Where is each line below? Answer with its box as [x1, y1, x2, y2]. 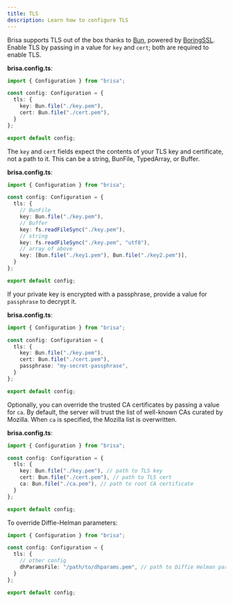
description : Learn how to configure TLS [7, 17, 129, 24]
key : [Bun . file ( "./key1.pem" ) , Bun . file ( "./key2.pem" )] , [19, 252, 188, 259]
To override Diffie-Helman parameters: [7, 518, 118, 527]
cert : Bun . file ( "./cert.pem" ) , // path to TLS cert [19, 474, 172, 481]
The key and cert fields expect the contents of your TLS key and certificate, [7, 147, 224, 155]
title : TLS [7, 10, 39, 17]
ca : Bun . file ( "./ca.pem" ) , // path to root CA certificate [19, 480, 194, 487]
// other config [19, 557, 67, 564]
